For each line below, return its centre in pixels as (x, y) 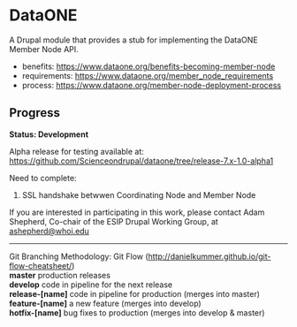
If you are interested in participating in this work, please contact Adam (137, 212)
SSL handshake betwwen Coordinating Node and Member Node (139, 194)
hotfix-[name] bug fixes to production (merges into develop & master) (137, 312)
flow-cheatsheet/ (41, 265)
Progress (34, 113)
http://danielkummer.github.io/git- (209, 256)
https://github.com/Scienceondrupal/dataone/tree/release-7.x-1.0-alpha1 (141, 161)
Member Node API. (44, 49)
